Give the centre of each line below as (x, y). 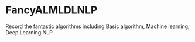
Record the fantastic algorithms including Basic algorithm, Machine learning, (97, 26)
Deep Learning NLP (29, 32)
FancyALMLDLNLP (52, 10)
